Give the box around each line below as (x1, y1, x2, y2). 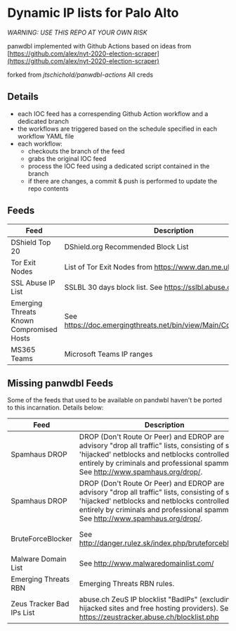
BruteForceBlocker (11, 534, 72, 544)
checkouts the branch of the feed (27, 146, 125, 155)
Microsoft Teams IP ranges (64, 349, 153, 359)
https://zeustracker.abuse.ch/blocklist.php (79, 612, 219, 622)
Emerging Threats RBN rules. (79, 579, 175, 589)
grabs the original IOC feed (27, 154, 107, 162)
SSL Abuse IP (11, 278, 55, 288)
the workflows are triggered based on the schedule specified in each (17, 125, 218, 133)
